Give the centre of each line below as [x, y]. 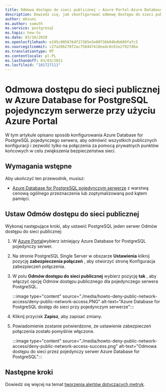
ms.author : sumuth [24, 24]
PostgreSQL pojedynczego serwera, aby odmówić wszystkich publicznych [81, 140]
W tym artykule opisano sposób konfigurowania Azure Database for [74, 135]
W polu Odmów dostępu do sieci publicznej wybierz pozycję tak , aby [84, 276]
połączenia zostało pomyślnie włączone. [53, 331]
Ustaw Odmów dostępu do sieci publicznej [72, 214]
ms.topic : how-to [23, 33]
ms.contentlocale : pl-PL [31, 56]
